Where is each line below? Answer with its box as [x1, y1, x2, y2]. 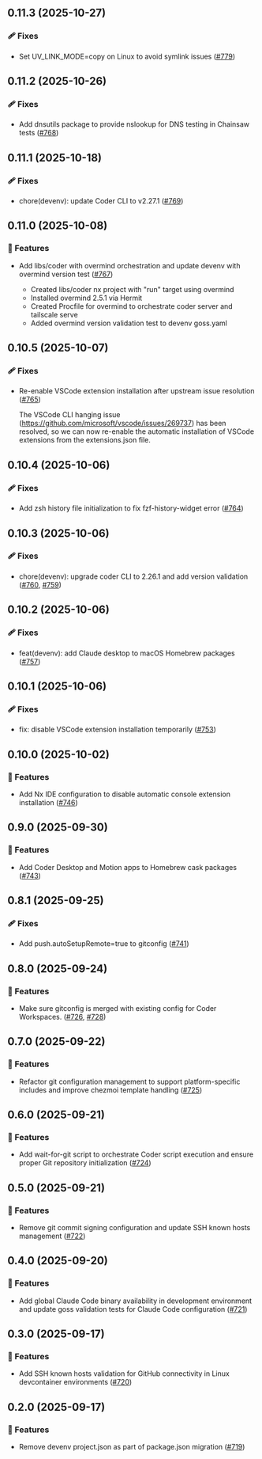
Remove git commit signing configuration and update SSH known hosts [18, 1223, 251, 1232]
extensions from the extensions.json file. [18, 435, 152, 445]
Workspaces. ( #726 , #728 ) [18, 1012, 107, 1021]
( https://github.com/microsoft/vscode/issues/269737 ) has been [18, 419, 226, 428]
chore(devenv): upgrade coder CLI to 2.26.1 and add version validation [18, 572, 249, 581]
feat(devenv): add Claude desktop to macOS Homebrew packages [18, 648, 235, 658]
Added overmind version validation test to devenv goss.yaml [30, 318, 228, 328]
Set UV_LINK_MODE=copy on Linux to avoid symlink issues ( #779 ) [18, 51, 236, 61]
